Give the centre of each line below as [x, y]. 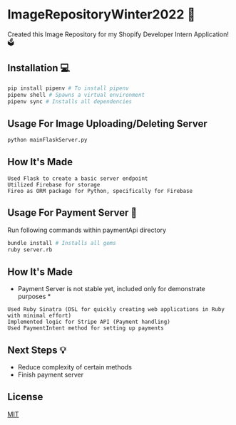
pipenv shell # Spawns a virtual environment [76, 95]
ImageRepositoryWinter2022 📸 [102, 15]
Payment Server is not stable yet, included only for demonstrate [111, 289]
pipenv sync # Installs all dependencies [70, 101]
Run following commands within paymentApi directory [87, 230]
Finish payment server [51, 375]
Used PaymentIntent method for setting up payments [86, 328]
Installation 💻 [39, 68]
